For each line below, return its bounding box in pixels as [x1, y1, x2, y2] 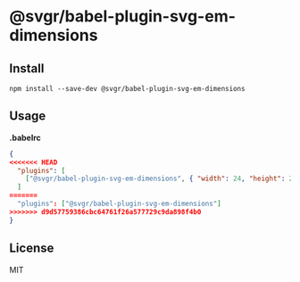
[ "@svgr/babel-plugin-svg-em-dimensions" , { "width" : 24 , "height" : [25, 174, 286, 184]
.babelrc [9, 132, 42, 143]
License [9, 241, 54, 256]
